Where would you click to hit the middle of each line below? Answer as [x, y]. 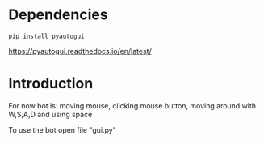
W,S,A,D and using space [50, 114]
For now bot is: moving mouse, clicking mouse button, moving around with [132, 105]
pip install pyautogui [46, 36]
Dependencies [58, 15]
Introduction [51, 84]
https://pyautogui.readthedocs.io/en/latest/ [80, 51]
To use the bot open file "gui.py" [63, 129]
